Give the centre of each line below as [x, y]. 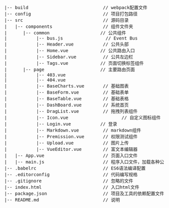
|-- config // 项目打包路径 [71, 14]
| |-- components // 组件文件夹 [69, 27]
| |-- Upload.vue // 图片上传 [67, 143]
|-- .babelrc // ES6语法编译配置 [75, 168]
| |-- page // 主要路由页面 [70, 70]
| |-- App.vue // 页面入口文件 [71, 156]
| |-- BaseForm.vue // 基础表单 [67, 92]
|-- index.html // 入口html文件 [72, 187]
